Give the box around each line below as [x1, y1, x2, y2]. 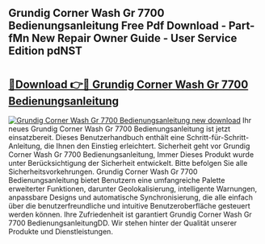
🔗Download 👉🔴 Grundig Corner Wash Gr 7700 [8, 77, 249, 91]
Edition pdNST [8, 44, 83, 58]
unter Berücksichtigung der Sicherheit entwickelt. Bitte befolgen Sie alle [8, 159, 248, 167]
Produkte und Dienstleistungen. [8, 227, 113, 236]
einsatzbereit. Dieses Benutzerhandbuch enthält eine [8, 133, 185, 142]
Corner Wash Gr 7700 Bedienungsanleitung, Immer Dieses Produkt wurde [8, 150, 254, 159]
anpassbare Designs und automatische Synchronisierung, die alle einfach [8, 192, 253, 202]
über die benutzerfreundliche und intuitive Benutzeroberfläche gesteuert [8, 201, 250, 210]
